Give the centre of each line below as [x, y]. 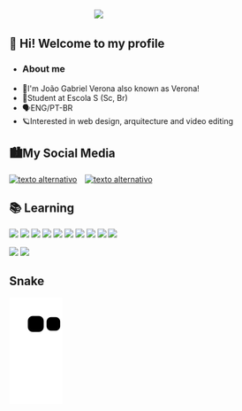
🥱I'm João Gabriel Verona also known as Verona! [111, 88]
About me [44, 69]
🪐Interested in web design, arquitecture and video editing [128, 120]
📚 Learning [42, 208]
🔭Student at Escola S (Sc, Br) [75, 97]
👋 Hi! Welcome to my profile [87, 44]
